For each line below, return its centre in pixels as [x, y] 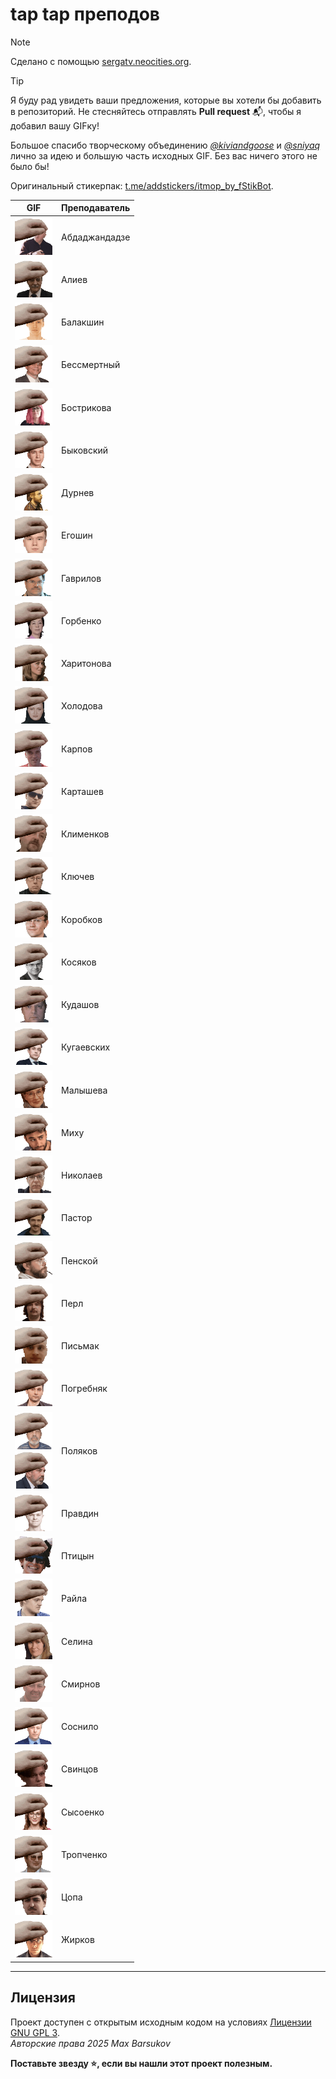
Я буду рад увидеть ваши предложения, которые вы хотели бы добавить [166, 100]
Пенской [79, 1260]
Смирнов [81, 1684]
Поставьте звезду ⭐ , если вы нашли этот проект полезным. [141, 2063]
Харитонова [86, 664]
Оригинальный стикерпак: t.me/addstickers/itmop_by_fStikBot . [142, 185]
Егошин [77, 535]
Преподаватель [96, 208]
